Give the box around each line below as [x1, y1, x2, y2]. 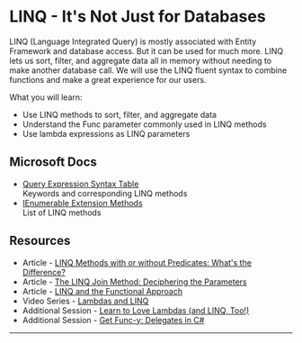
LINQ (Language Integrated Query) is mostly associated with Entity [9, 36, 257, 47]
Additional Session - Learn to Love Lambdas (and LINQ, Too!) [22, 304, 250, 316]
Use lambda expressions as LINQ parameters [22, 128, 191, 139]
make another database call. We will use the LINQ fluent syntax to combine [9, 65, 288, 76]
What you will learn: [9, 92, 83, 103]
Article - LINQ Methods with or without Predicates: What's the [22, 257, 252, 267]
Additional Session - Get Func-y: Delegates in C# [22, 314, 205, 325]
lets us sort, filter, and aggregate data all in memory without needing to [9, 55, 272, 66]
